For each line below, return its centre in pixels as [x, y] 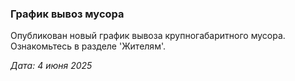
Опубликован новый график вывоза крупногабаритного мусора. [148, 36]
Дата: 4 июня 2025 [51, 66]
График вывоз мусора [67, 14]
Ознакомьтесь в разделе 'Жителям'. [88, 46]
